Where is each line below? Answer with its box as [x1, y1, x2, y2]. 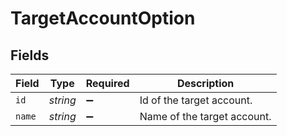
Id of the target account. [139, 93, 253, 107]
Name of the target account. [139, 110, 272, 123]
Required [85, 77, 130, 90]
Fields [10, 47, 50, 64]
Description [176, 77, 235, 90]
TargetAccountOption [10, 7, 196, 30]
